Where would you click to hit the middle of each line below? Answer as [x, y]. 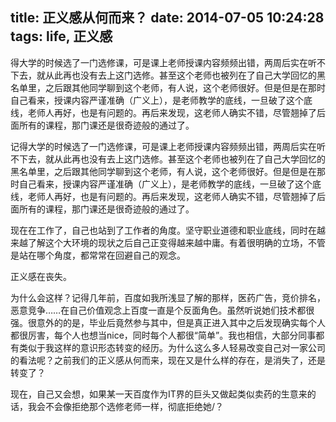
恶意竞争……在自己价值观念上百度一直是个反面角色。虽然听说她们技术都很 [162, 310]
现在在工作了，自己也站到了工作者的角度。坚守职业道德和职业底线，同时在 [163, 230]
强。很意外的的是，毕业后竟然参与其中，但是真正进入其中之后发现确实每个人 [168, 322]
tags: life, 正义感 [61, 36]
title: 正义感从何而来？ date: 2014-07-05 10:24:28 [167, 18]
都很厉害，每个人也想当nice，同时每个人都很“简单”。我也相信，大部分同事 [163, 335]
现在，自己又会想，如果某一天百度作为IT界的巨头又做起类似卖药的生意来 [159, 394]
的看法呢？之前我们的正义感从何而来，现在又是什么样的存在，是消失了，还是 [168, 360]
